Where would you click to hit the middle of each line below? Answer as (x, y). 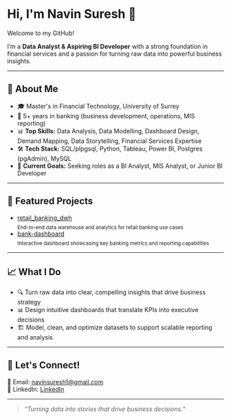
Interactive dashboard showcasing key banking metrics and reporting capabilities (113, 243)
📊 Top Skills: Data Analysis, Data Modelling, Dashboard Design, (108, 131)
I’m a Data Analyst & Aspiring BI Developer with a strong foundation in (108, 46)
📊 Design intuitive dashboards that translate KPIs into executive (108, 309)
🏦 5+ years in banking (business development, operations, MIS (106, 115)
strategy (29, 302)
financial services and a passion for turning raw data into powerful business (114, 54)
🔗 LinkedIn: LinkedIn (36, 389)
